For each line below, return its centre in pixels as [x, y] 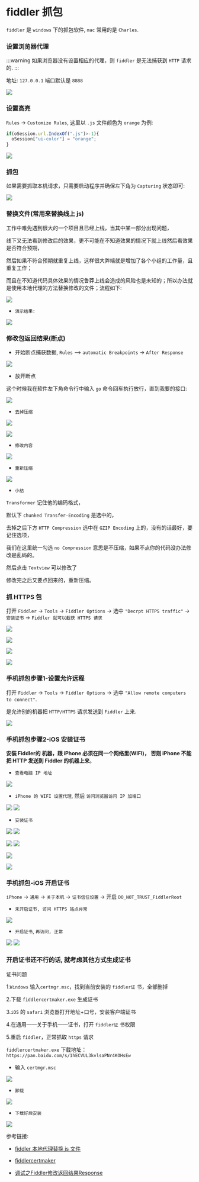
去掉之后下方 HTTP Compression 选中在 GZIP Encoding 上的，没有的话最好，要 [99, 528]
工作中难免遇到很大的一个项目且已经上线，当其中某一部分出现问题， [89, 228]
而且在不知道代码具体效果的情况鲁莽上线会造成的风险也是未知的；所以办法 [97, 280]
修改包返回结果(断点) [36, 338]
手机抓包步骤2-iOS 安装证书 [46, 739]
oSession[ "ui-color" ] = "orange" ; [54, 139]
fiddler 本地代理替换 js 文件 [48, 1148]
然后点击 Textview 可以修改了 [42, 568]
